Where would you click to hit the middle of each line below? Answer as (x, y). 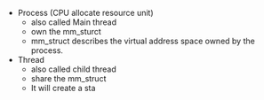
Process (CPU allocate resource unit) (85, 13)
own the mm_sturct (66, 31)
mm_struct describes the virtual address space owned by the (143, 41)
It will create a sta (63, 88)
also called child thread (74, 69)
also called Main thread (74, 22)
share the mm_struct (68, 78)
